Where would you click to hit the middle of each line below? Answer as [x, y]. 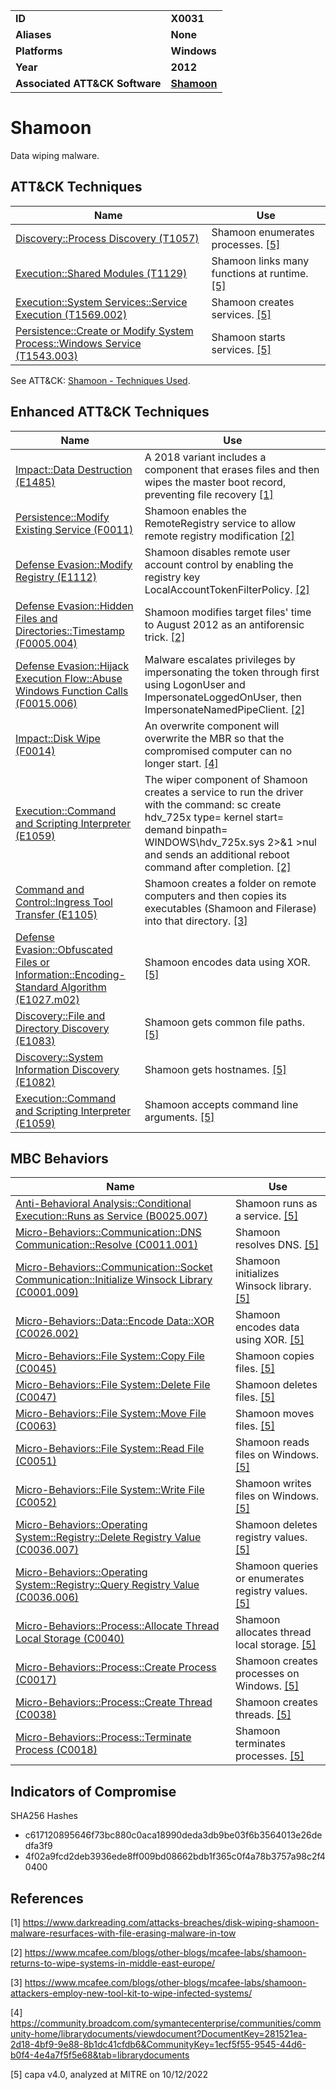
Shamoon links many [260, 261]
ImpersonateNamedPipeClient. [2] [225, 709]
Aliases [33, 34]
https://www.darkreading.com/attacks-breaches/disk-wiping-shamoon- [171, 1922]
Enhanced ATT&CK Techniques [110, 412]
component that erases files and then [232, 469]
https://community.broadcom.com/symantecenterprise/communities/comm [166, 2023]
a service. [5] [267, 1216]
